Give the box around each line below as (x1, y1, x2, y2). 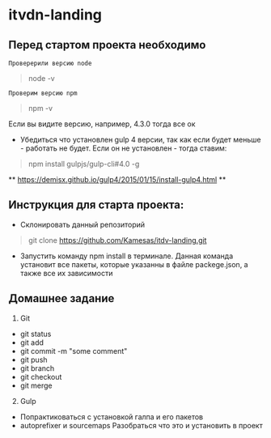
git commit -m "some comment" (19, 346, 128, 355)
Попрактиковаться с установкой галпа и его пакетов (19, 411, 204, 422)
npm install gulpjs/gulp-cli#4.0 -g (28, 159, 140, 168)
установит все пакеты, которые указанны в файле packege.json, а (19, 259, 248, 269)
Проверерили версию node (8, 59, 92, 67)
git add (19, 338, 44, 347)
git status (19, 329, 52, 338)
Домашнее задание (8, 291, 115, 305)
